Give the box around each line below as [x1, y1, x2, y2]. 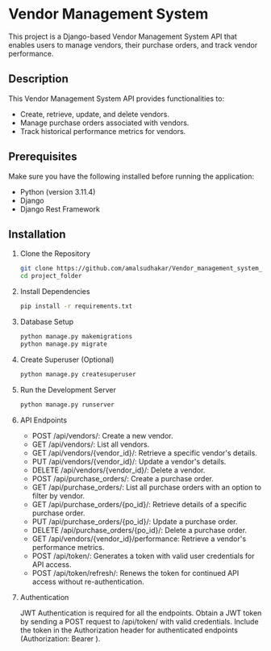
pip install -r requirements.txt [19, 302, 133, 311]
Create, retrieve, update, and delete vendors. [19, 109, 170, 119]
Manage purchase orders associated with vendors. [19, 118, 190, 128]
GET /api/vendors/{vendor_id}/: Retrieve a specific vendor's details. [31, 447, 258, 457]
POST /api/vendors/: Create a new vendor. [31, 430, 173, 440]
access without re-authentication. [31, 577, 144, 586]
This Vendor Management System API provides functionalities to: [8, 94, 224, 103]
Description [8, 72, 69, 86]
